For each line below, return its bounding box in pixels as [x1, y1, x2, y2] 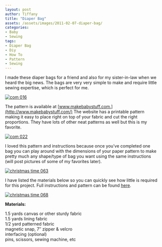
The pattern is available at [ [5, 104, 59, 110]
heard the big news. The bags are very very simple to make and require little [5, 80, 157, 85]
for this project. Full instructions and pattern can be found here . [5, 182, 132, 188]
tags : [5, 39, 16, 44]
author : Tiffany [5, 12, 38, 16]
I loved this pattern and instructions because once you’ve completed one [5, 143, 151, 149]
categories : [5, 25, 29, 30]
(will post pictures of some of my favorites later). [5, 159, 102, 165]
